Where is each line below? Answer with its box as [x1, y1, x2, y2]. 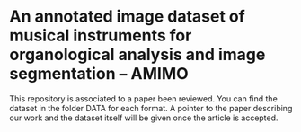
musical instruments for [9, 25, 192, 46]
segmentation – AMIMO [9, 64, 189, 84]
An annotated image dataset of [9, 6, 245, 27]
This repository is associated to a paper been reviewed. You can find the [9, 92, 279, 104]
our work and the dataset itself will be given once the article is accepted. [9, 112, 279, 123]
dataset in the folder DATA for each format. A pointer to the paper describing [9, 102, 293, 113]
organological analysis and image [9, 45, 266, 65]
